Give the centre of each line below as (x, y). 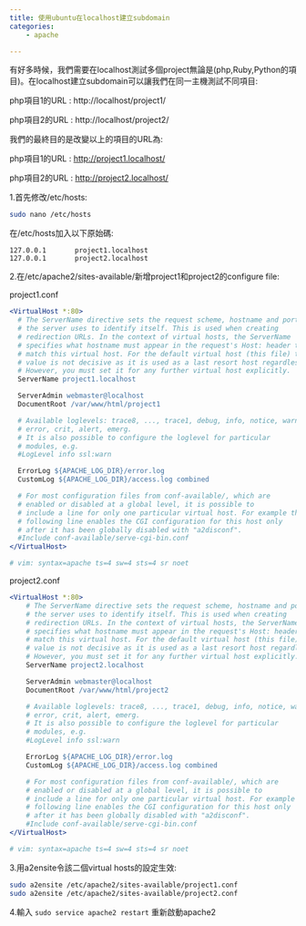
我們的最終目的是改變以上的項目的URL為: (87, 139)
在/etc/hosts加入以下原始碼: (61, 233)
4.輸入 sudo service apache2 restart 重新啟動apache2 (113, 911)
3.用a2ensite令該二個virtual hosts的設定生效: (93, 868)
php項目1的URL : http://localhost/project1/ (88, 100)
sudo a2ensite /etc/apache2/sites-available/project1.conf (124, 885)
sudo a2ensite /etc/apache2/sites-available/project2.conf (124, 893)
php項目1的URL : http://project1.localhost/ (87, 159)
